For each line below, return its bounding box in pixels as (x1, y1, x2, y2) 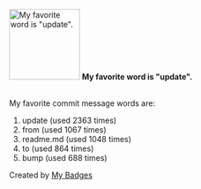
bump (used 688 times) (21, 153, 108, 163)
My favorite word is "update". (81, 72, 193, 82)
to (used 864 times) (21, 143, 94, 154)
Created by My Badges (9, 170, 93, 180)
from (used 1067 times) (21, 125, 108, 135)
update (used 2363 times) (21, 115, 117, 125)
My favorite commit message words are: (9, 98, 156, 109)
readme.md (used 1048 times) (21, 134, 132, 144)
